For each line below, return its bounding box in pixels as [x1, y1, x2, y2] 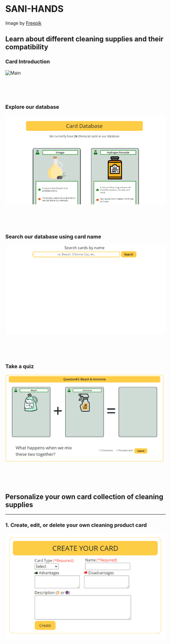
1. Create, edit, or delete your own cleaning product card [5, 522, 147, 529]
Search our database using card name [5, 233, 102, 240]
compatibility [5, 43, 48, 52]
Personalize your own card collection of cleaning [5, 492, 164, 501]
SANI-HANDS [5, 3, 64, 15]
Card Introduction [5, 58, 50, 65]
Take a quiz [5, 362, 34, 370]
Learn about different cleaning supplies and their [5, 35, 164, 43]
